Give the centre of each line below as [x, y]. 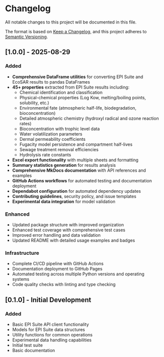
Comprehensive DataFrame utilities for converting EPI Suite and [78, 77]
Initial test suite [27, 345]
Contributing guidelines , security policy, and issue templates [74, 196]
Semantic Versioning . [26, 37]
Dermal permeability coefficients [52, 139]
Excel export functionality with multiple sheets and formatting [75, 160]
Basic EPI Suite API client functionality [50, 324]
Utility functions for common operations [52, 335]
